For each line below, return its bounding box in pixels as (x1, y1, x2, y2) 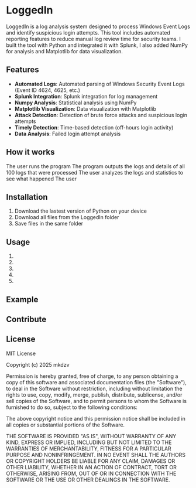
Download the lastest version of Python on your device (14, 207, 147, 214)
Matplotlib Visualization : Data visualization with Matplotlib (14, 105, 157, 112)
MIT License (6, 350, 36, 357)
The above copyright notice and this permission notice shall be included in (6, 415, 185, 422)
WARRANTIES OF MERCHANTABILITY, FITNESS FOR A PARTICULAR (6, 445, 171, 452)
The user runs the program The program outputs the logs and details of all (6, 162, 185, 170)
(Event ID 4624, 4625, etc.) (14, 86, 81, 94)
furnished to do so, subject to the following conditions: (6, 404, 137, 411)
